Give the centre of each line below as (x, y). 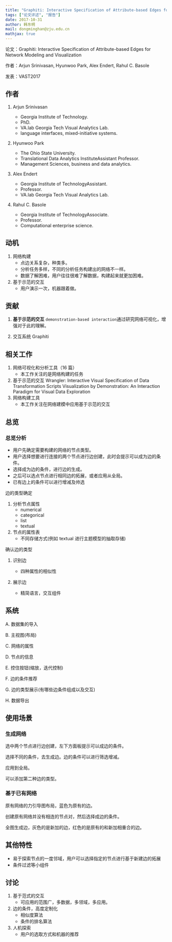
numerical (31, 509)
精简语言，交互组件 (41, 593)
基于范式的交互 (28, 896)
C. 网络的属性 (20, 646)
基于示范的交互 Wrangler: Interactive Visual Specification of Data (81, 381)
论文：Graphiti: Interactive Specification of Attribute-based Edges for (78, 49)
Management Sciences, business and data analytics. (76, 164)
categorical (32, 515)
